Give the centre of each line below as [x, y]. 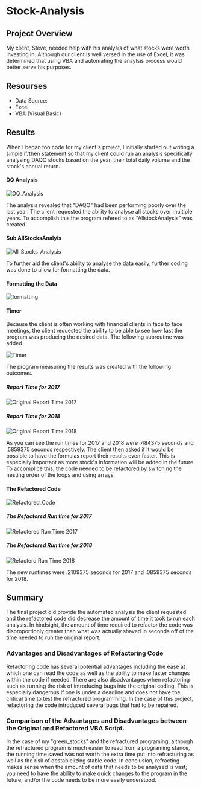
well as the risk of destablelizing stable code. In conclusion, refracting [93, 760]
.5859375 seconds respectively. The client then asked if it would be [90, 449]
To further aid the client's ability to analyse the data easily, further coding [97, 263]
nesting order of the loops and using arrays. [61, 475]
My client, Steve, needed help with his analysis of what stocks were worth [98, 48]
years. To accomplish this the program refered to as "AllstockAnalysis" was [99, 218]
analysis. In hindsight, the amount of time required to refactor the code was [100, 625]
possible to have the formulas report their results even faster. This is [91, 456]
